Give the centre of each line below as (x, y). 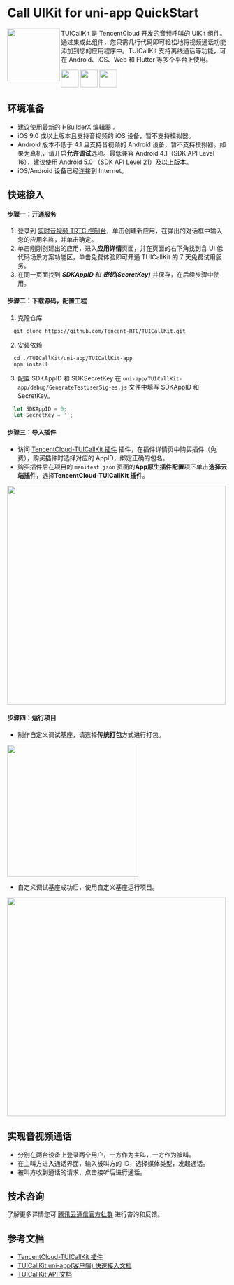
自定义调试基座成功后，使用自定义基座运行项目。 (88, 887)
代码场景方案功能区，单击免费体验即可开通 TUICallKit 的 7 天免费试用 (117, 257)
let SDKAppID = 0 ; (41, 409)
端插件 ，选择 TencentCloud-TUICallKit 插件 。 (83, 475)
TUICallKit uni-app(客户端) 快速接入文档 (74, 1265)
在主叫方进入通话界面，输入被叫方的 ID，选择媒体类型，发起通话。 (113, 1163)
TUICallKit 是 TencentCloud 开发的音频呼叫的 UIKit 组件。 (144, 33)
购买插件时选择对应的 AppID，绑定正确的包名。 (101, 458)
